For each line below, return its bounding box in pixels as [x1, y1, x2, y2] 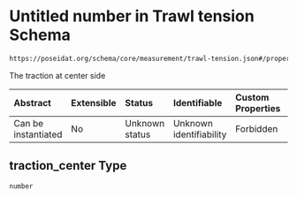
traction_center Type [9, 158, 127, 173]
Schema [9, 25, 71, 45]
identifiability [172, 128, 227, 141]
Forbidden [235, 122, 278, 134]
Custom [235, 91, 270, 103]
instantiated [13, 128, 63, 141]
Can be [13, 117, 44, 129]
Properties [235, 102, 281, 114]
